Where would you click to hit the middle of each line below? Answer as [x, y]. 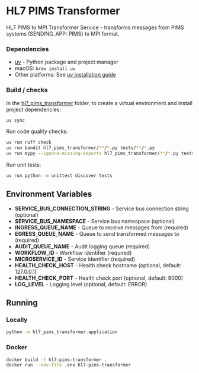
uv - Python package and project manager [66, 62]
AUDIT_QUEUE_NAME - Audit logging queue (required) [82, 246]
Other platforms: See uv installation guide [65, 75]
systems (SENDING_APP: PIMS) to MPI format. [63, 33]
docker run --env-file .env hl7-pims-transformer [69, 365]
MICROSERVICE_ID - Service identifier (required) [75, 259]
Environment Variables [49, 194]
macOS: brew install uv [45, 68]
